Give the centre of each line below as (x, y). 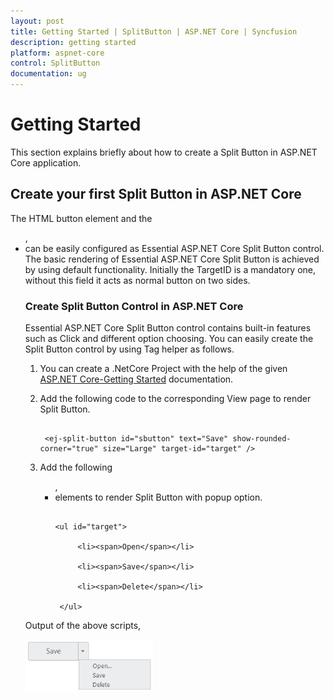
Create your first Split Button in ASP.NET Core (156, 194)
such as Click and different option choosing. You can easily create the (169, 339)
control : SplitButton (55, 63)
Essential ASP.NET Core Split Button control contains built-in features (168, 328)
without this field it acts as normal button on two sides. (137, 280)
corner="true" (69, 449)
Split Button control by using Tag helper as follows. (129, 349)
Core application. (46, 162)
